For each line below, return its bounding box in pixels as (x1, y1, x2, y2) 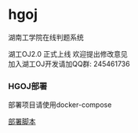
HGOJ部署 (8, 80, 48, 91)
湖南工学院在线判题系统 (8, 32, 84, 42)
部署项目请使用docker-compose (8, 100, 112, 109)
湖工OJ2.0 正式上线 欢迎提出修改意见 (8, 49, 128, 58)
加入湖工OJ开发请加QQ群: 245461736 (8, 59, 131, 68)
